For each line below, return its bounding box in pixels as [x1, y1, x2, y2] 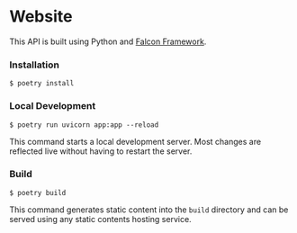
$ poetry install [9, 79, 75, 88]
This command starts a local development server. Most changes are [9, 136, 262, 147]
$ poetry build [9, 188, 67, 197]
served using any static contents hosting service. [9, 213, 192, 224]
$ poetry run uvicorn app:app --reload [9, 120, 159, 130]
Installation [9, 58, 60, 71]
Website [9, 6, 73, 27]
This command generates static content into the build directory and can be [9, 204, 289, 215]
